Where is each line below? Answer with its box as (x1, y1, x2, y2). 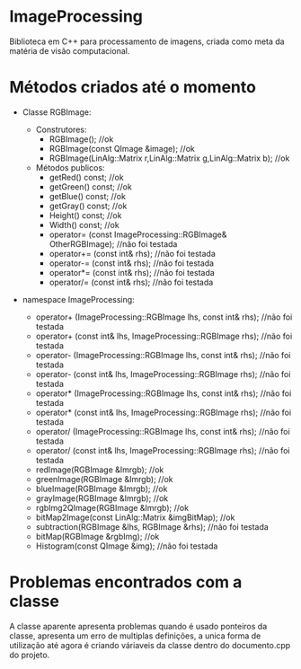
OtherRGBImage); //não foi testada (49, 238, 178, 249)
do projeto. (9, 649, 50, 660)
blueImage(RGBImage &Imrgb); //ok (35, 483, 168, 494)
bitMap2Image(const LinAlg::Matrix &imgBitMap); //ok (35, 512, 235, 523)
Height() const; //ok (49, 209, 122, 221)
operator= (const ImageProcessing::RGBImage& (49, 229, 227, 240)
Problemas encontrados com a (9, 572, 243, 593)
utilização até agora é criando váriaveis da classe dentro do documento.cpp (9, 639, 291, 650)
